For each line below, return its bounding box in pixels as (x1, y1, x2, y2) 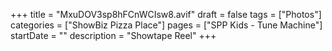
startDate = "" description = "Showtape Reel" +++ (10, 30, 217, 41)
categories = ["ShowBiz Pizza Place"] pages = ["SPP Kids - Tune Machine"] (10, 19, 323, 31)
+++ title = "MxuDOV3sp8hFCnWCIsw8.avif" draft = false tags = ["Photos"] (10, 9, 322, 20)
